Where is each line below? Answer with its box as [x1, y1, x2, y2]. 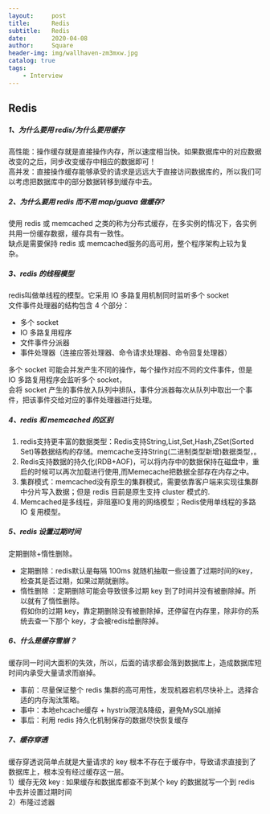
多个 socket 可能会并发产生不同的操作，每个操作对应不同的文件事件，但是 [8, 364, 253, 374]
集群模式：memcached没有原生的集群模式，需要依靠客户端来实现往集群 [19, 476, 259, 487]
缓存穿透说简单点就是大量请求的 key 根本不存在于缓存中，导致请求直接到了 [8, 757, 256, 767]
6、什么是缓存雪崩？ [8, 636, 77, 646]
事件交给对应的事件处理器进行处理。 [35, 395, 157, 405]
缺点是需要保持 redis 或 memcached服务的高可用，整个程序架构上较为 [8, 238, 241, 248]
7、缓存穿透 [8, 735, 48, 745]
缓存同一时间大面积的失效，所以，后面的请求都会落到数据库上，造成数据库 [8, 657, 255, 668]
